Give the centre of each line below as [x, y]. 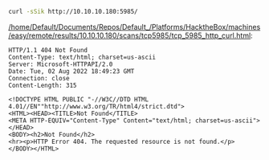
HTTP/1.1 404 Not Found [48, 50]
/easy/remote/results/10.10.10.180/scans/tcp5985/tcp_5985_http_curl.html [130, 35]
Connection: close [39, 78]
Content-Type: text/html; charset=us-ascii [82, 57]
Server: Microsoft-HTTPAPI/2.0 [61, 64]
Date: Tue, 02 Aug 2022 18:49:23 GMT [71, 71]
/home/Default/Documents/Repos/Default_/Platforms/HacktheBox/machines [134, 27]
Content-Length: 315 [43, 85]
